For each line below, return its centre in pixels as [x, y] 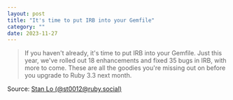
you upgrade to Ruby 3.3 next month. [78, 76]
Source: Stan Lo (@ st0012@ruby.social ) [65, 89]
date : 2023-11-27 [33, 33]
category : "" [26, 27]
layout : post [26, 14]
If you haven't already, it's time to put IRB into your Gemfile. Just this [123, 53]
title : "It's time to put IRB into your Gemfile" [81, 20]
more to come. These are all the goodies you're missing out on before [125, 68]
